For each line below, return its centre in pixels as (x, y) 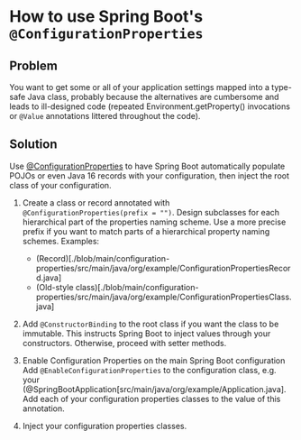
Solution (33, 145)
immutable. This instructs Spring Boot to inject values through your (146, 333)
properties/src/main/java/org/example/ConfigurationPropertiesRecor (163, 268)
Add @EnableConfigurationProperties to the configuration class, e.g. (149, 370)
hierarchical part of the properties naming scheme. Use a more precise (154, 222)
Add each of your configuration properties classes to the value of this (151, 399)
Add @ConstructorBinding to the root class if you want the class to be (150, 324)
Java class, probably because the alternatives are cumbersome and (153, 97)
